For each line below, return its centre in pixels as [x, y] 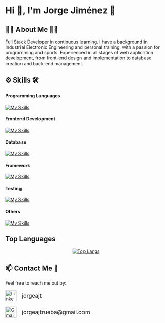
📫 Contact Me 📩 [32, 268]
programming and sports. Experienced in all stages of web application [79, 53]
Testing [14, 188]
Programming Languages [33, 96]
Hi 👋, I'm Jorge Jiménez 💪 [61, 11]
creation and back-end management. [44, 63]
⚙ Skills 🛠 [22, 80]
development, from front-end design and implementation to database [78, 58]
